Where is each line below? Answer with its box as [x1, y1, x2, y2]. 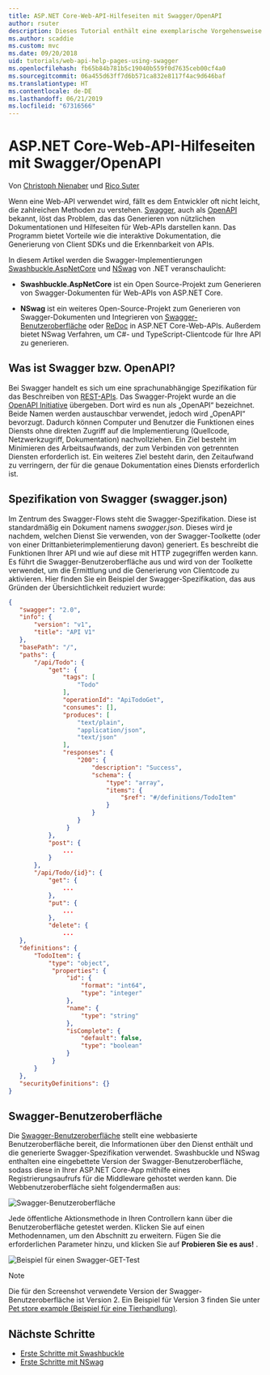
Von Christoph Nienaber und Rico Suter [8, 181, 140, 191]
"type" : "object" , [48, 959, 111, 967]
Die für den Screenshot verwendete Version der [8, 1287, 168, 1297]
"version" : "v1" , [33, 620, 92, 629]
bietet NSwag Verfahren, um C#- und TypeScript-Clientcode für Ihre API [19, 329, 261, 340]
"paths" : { [19, 650, 57, 659]
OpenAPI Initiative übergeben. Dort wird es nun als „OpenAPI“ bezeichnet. [8, 400, 255, 409]
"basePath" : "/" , [19, 643, 78, 651]
